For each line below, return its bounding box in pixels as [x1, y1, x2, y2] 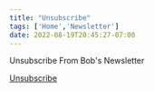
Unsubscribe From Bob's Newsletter [9, 56, 145, 66]
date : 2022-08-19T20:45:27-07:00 [9, 30, 136, 39]
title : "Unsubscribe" [9, 13, 91, 23]
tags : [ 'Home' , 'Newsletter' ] [9, 22, 120, 31]
